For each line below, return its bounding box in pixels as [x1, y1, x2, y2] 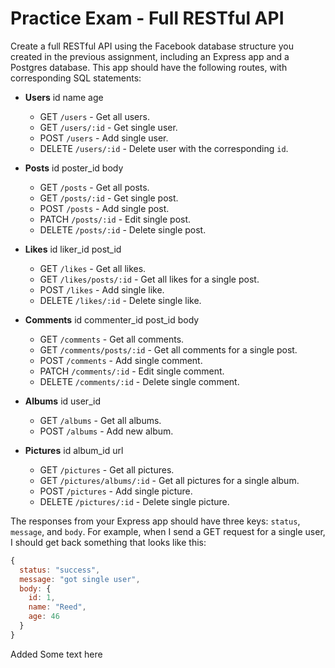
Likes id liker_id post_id [24, 243, 122, 255]
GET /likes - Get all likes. [39, 262, 147, 274]
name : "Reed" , [28, 602, 87, 612]
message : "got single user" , [19, 574, 141, 584]
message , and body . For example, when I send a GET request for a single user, [10, 525, 326, 537]
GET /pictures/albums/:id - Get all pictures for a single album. [39, 474, 300, 486]
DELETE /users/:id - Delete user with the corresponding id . [39, 142, 289, 154]
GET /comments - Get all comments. [39, 333, 185, 345]
